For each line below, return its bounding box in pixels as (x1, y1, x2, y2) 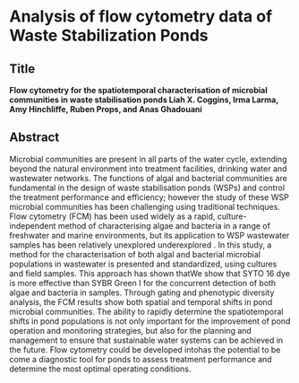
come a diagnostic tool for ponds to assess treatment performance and (9, 353, 272, 364)
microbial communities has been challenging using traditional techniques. (9, 201, 280, 212)
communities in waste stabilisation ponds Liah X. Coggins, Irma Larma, (9, 94, 279, 105)
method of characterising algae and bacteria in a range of (57, 220, 271, 231)
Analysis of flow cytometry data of (9, 6, 273, 27)
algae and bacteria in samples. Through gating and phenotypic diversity (9, 287, 275, 298)
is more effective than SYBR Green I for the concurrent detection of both (9, 277, 277, 288)
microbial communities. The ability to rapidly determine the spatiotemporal (9, 306, 284, 317)
